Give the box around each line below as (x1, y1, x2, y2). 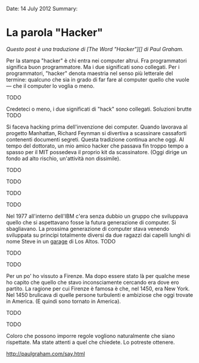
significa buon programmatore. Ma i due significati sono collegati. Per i (6, 63, 180, 70)
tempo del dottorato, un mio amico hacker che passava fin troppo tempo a (6, 142, 189, 149)
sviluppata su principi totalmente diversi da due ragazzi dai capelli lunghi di (6, 231, 191, 239)
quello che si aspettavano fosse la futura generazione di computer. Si (6, 218, 176, 226)
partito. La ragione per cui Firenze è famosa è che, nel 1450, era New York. (6, 285, 190, 292)
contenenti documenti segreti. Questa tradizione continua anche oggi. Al (6, 136, 185, 143)
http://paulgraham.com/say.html (6, 350, 85, 357)
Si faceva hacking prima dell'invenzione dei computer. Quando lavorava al (6, 123, 188, 130)
